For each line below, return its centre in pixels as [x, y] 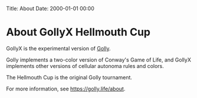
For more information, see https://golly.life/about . [66, 89]
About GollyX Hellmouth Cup [78, 32]
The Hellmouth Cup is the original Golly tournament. [69, 77]
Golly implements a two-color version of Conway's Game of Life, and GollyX [99, 60]
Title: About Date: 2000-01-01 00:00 [50, 9]
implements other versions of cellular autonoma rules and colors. [85, 66]
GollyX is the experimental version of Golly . [58, 48]
